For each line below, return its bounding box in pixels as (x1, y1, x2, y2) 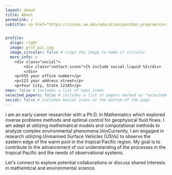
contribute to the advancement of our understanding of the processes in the (5, 144, 166, 150)
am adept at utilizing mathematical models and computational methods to (5, 122, 160, 128)
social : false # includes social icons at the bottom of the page (5, 97, 150, 102)
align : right (10, 40, 38, 46)
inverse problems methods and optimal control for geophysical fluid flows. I (5, 117, 165, 123)
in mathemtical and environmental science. (5, 165, 96, 171)
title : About (5, 12, 33, 17)
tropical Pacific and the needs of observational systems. (5, 149, 124, 156)
